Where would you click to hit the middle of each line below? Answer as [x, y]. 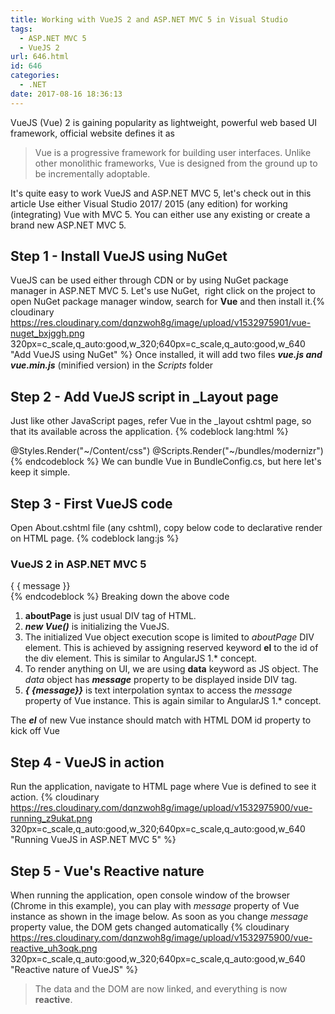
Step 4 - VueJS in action [87, 762]
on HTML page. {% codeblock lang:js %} [95, 538]
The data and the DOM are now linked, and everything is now [161, 988]
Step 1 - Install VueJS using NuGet [119, 256]
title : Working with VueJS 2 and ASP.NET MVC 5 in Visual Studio [149, 19]
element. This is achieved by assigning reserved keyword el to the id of [171, 648]
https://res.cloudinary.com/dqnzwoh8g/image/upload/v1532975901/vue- [161, 323]
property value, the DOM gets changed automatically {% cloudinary [150, 927]
